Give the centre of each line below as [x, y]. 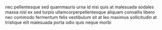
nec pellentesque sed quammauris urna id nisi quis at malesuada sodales [80, 7]
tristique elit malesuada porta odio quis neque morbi [58, 22]
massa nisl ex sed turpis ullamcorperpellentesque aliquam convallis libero [80, 12]
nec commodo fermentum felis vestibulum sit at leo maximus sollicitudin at [81, 17]
